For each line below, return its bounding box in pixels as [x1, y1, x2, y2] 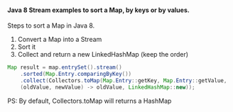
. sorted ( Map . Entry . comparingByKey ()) [20, 71, 132, 78]
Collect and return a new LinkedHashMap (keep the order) [17, 50, 189, 59]
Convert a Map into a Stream [17, 35, 102, 44]
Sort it [17, 43, 36, 51]
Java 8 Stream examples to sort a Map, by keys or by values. [7, 6, 190, 14]
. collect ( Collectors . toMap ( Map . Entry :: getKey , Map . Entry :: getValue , [20, 77, 227, 84]
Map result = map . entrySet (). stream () [7, 64, 122, 71]
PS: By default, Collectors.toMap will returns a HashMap [7, 96, 172, 105]
